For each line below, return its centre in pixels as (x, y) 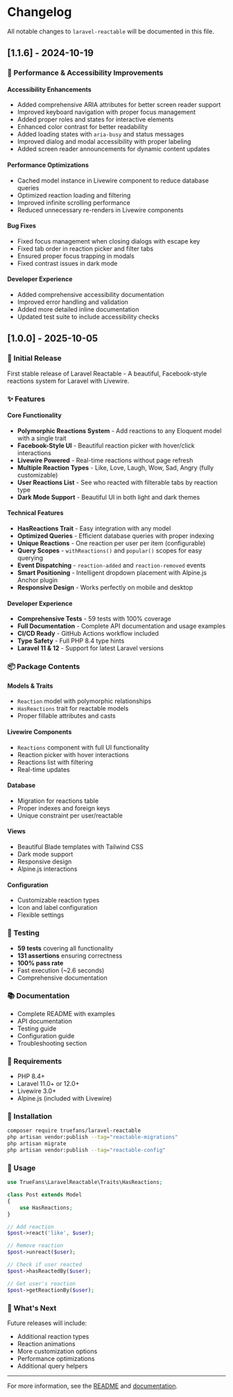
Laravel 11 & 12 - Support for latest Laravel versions (90, 648)
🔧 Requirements (35, 1061)
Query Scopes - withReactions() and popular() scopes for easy (110, 551)
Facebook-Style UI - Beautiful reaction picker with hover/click (106, 446)
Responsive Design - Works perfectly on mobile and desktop (105, 588)
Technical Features (35, 513)
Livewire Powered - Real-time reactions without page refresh (105, 460)
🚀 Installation (30, 1117)
